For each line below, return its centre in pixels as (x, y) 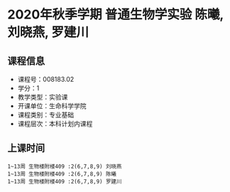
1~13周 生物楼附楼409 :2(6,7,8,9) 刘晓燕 (65, 166)
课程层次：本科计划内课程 (55, 124)
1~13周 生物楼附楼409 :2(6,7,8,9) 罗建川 (65, 181)
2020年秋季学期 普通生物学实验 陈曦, (115, 15)
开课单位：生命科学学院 (52, 106)
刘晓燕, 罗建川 (48, 32)
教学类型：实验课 (43, 97)
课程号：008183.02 (46, 79)
